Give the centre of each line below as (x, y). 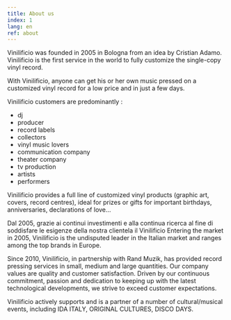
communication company (54, 152)
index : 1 (20, 20)
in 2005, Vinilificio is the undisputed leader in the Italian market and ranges (114, 238)
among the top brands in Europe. (54, 245)
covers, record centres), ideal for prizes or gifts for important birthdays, (110, 203)
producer (31, 123)
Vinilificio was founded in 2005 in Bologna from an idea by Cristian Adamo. (115, 53)
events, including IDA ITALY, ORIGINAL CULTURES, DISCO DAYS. (100, 309)
